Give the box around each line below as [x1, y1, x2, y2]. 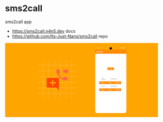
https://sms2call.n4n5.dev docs [12, 28, 76, 34]
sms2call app [5, 19, 32, 25]
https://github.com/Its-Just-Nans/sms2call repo [12, 33, 108, 39]
